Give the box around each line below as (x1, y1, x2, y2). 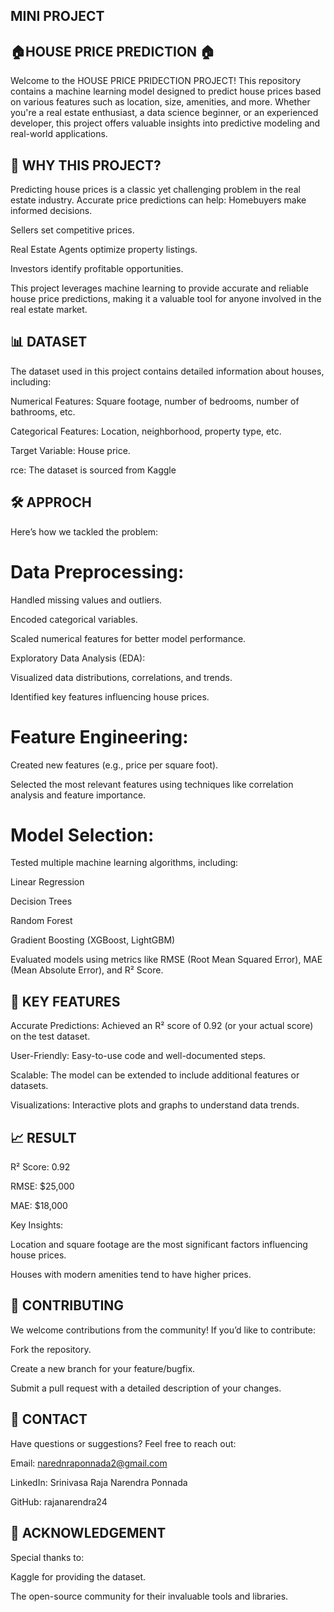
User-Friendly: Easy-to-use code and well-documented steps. (10, 1050, 266, 1062)
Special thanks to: (10, 1551, 85, 1563)
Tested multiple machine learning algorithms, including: (10, 857, 239, 869)
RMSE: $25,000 (10, 1180, 75, 1193)
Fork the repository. (10, 1343, 92, 1355)
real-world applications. (10, 128, 108, 140)
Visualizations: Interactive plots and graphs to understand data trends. (10, 1099, 300, 1111)
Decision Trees (10, 895, 73, 908)
